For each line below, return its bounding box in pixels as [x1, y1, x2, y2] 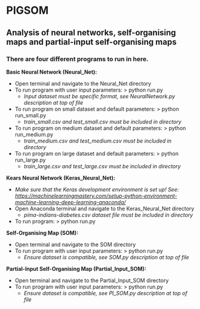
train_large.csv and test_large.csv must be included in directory [23, 162, 181, 169]
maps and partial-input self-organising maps [6, 37, 177, 47]
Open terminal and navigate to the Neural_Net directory [14, 80, 152, 87]
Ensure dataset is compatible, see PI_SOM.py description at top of [23, 289, 187, 296]
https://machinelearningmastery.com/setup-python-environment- [14, 192, 177, 199]
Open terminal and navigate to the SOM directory [14, 241, 136, 248]
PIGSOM [6, 4, 49, 17]
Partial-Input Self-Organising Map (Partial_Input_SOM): [6, 265, 147, 272]
